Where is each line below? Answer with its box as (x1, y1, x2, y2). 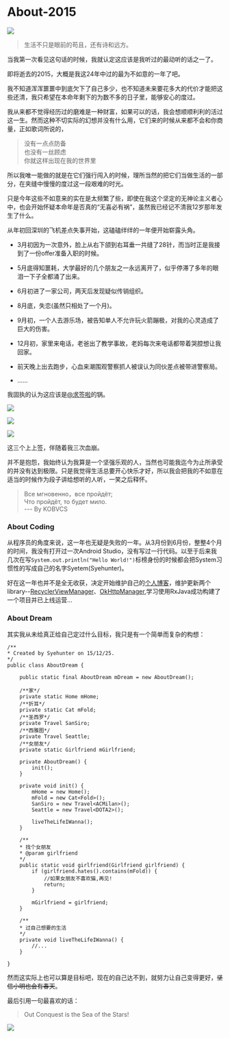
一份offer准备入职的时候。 (29, 249, 103, 257)
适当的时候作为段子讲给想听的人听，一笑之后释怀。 (7, 475, 151, 483)
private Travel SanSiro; (19, 719, 90, 726)
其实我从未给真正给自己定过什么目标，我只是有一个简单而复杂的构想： (7, 630, 205, 638)
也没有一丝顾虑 (23, 148, 66, 156)
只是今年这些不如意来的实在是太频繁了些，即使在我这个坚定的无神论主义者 (7, 194, 217, 203)
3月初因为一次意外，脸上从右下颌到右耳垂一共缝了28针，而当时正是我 (16, 240, 214, 249)
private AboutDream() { (19, 758, 88, 765)
